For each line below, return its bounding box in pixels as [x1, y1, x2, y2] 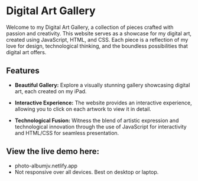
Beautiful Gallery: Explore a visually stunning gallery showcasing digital [14, 81, 190, 88]
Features [6, 66, 40, 76]
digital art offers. [6, 48, 47, 55]
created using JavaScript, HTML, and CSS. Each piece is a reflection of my [6, 36, 189, 43]
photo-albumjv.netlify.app [14, 162, 78, 169]
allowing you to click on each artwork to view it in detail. [14, 105, 152, 113]
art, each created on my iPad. [14, 87, 87, 95]
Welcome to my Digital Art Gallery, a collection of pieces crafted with [6, 24, 174, 31]
